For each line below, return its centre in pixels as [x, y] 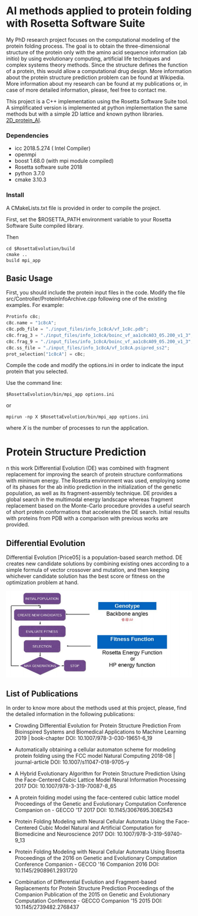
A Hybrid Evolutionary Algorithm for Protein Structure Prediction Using [100, 774]
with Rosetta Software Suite [76, 23]
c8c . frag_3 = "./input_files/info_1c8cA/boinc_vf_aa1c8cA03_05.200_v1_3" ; [100, 335]
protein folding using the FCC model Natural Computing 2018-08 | [95, 756]
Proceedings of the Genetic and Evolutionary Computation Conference [100, 804]
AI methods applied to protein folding [99, 11]
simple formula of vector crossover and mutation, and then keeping [88, 570]
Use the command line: [34, 383]
